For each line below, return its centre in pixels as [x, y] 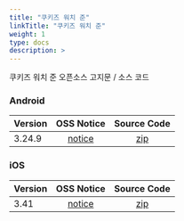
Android [27, 101]
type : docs [29, 42]
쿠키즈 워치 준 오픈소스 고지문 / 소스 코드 [79, 78]
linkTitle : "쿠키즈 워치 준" [58, 26]
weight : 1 [28, 34]
